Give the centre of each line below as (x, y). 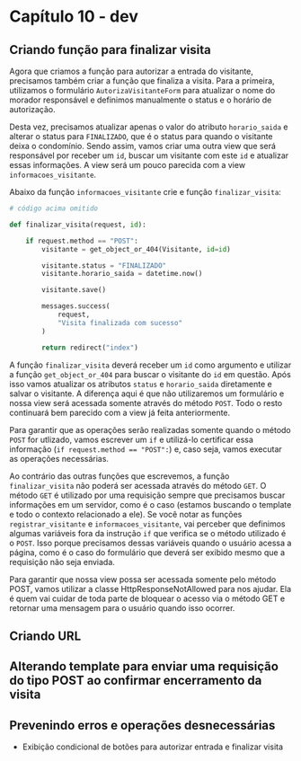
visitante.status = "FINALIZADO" (104, 265)
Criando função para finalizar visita (110, 50)
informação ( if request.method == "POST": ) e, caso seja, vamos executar (146, 449)
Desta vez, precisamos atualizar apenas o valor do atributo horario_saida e (149, 127)
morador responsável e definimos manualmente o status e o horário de (141, 100)
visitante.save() (74, 290)
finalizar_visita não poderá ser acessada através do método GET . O (138, 485)
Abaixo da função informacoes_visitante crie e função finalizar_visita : (145, 192)
